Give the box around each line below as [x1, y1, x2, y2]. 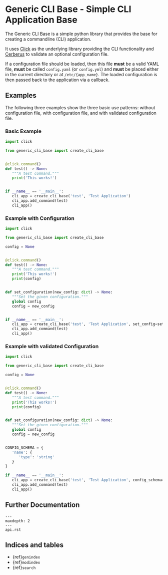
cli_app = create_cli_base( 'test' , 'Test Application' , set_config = [11, 322, 157, 327]
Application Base [5, 14, 77, 26]
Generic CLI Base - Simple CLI [5, 4, 131, 15]
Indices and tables [5, 540, 64, 549]
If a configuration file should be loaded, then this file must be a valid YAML [5, 61, 159, 67]
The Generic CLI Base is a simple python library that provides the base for [5, 31, 157, 37]
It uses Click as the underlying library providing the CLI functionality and [5, 46, 154, 52]
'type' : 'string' [18, 454, 55, 459]
